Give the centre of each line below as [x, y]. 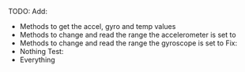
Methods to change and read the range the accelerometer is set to [128, 35]
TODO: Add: [28, 11]
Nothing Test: [41, 51]
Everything [37, 59]
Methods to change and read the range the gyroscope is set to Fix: [128, 43]
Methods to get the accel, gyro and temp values [98, 26]
